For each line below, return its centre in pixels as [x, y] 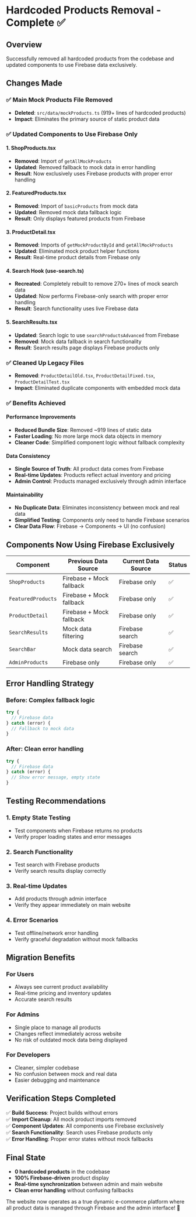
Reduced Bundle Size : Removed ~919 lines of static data [83, 430]
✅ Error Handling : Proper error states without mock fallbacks [80, 1139]
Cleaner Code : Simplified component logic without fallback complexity [99, 443]
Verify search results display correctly [60, 870]
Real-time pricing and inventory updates [63, 993]
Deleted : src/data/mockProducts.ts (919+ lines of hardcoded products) [100, 112]
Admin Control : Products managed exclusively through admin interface [100, 481]
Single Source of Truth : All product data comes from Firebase [89, 469]
